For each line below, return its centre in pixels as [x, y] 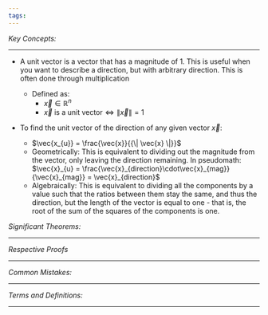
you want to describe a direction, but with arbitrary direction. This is [131, 69]
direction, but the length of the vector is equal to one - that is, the [139, 203]
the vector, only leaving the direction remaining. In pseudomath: [136, 160]
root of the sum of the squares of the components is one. [126, 211]
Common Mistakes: [40, 273]
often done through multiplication [75, 78]
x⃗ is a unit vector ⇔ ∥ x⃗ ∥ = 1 [94, 112]
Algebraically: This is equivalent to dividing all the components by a [142, 186]
